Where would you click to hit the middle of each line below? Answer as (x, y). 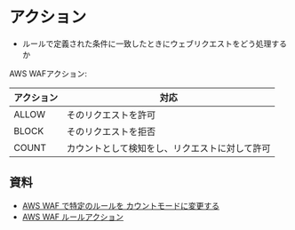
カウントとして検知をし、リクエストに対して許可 (168, 148)
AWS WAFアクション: (48, 73)
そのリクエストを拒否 (111, 131)
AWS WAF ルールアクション (73, 217)
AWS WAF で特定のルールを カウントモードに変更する (121, 205)
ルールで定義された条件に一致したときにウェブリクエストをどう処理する (154, 44)
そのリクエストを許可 (111, 115)
